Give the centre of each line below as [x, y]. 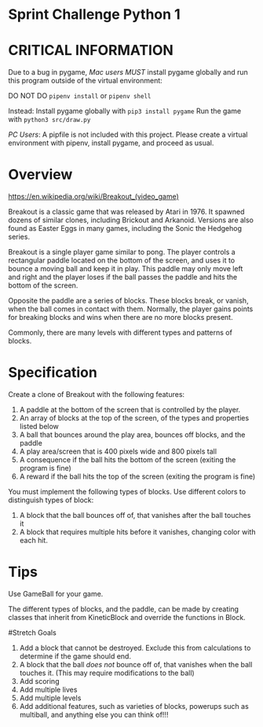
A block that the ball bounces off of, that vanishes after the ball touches [135, 515]
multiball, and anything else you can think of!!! [94, 714]
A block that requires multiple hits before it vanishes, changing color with [137, 532]
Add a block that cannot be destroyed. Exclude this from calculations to [135, 648]
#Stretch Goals [32, 632]
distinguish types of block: [51, 500]
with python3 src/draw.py [49, 119]
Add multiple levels [50, 698]
